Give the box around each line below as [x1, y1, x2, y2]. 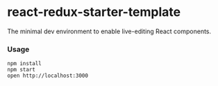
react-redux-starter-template [7, 4, 181, 20]
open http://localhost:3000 [7, 72, 89, 80]
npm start [7, 67, 36, 74]
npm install [7, 60, 42, 67]
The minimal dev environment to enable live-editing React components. [7, 27, 212, 35]
